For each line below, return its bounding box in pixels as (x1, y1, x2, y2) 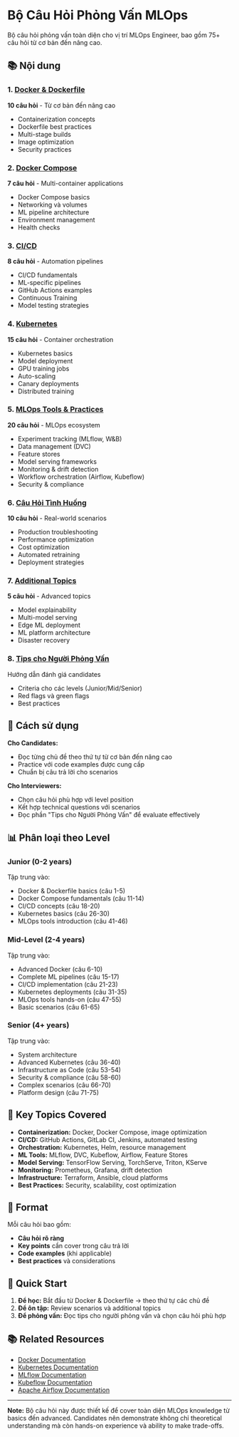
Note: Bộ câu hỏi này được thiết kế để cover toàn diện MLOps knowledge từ (7, 1406, 230, 1415)
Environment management (17, 215, 95, 224)
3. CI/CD (7, 241, 38, 251)
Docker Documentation (17, 1356, 86, 1364)
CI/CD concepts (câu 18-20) (17, 902, 101, 911)
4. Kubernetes (7, 319, 58, 329)
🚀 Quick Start (7, 1277, 68, 1290)
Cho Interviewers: (7, 781, 62, 790)
